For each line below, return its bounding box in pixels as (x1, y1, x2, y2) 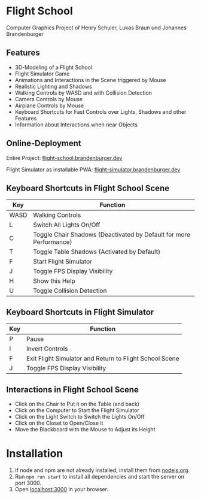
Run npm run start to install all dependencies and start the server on (14, 473, 184, 480)
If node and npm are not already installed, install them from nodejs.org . (14, 466, 190, 474)
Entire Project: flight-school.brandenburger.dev (6, 154, 123, 161)
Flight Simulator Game (14, 70, 70, 77)
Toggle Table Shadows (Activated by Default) (32, 247, 160, 256)
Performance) (32, 238, 72, 246)
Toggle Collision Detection (32, 286, 107, 295)
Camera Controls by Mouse (14, 95, 83, 102)
